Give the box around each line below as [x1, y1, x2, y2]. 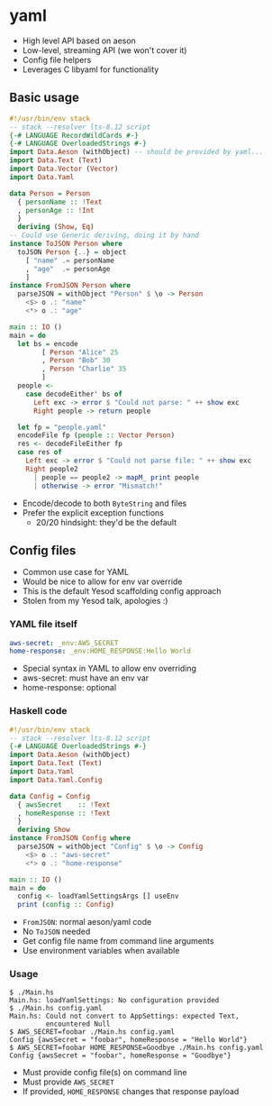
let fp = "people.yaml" [17, 423, 106, 432]
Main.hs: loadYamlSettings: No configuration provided [9, 996, 220, 1005]
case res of [17, 448, 63, 457]
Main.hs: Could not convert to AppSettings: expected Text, [9, 1011, 240, 1021]
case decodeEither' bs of [25, 389, 123, 398]
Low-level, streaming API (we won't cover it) [22, 44, 187, 55]
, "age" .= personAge [25, 264, 111, 273]
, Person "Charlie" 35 [41, 364, 127, 374]
